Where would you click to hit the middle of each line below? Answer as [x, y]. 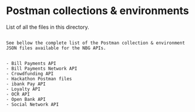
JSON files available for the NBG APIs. [56, 48]
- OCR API [18, 94]
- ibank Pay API [26, 84]
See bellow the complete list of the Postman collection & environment [95, 43]
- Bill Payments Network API [42, 69]
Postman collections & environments [97, 11]
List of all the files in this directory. [48, 27]
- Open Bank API [26, 99]
